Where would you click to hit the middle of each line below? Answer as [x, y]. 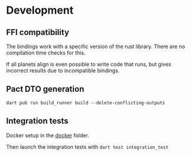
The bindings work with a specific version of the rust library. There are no [96, 46]
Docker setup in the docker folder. [48, 135]
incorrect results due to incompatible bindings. [63, 71]
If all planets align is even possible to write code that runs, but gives [89, 64]
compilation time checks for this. [46, 53]
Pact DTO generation [45, 89]
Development [40, 10]
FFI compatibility [38, 32]
